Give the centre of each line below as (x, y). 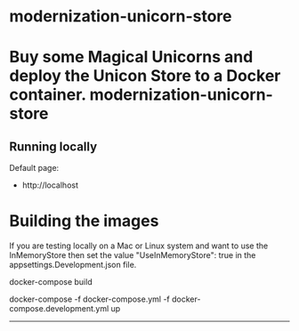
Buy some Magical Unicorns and (131, 57)
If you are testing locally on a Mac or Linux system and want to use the (139, 246)
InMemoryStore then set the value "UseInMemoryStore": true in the (133, 255)
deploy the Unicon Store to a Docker (145, 76)
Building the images (84, 221)
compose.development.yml (59, 309)
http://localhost (50, 185)
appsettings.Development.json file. (73, 265)
